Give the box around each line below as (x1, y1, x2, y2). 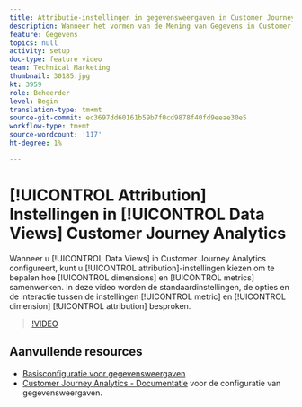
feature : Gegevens (9, 30, 78, 39)
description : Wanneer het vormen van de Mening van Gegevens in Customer (9, 22, 292, 31)
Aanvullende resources (9, 344, 143, 359)
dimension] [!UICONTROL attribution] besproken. (9, 300, 191, 311)
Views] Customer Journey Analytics (9, 223, 287, 243)
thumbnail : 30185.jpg (9, 72, 91, 81)
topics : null (9, 38, 58, 48)
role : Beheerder (9, 88, 70, 97)
